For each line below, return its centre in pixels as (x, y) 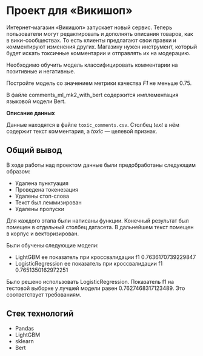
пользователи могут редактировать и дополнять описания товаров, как (100, 33)
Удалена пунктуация (42, 183)
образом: (18, 171)
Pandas (25, 328)
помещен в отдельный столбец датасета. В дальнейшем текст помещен (100, 227)
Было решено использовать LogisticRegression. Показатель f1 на (90, 281)
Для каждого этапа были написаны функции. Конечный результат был (98, 220)
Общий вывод (34, 150)
